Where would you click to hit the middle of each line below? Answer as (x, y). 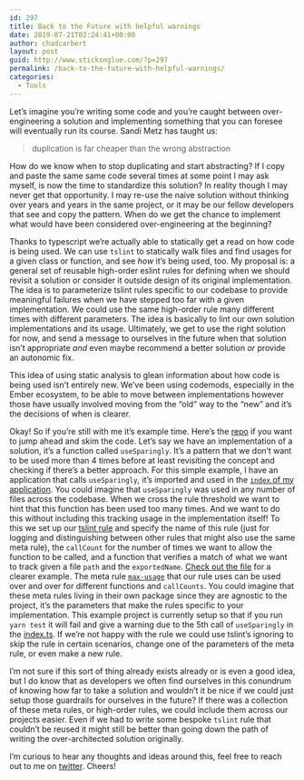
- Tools (32, 85)
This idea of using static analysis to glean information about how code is (145, 375)
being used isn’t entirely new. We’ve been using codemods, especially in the (152, 385)
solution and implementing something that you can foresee (173, 121)
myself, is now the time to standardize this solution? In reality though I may (149, 185)
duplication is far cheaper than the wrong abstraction (131, 148)
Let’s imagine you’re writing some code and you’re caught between (135, 111)
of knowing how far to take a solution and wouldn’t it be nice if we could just (152, 690)
